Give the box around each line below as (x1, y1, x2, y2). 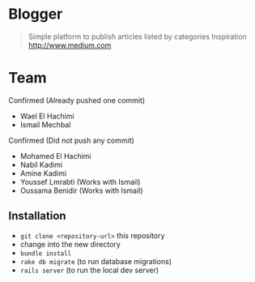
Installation (8, 209, 66, 223)
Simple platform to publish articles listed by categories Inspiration (28, 32, 247, 41)
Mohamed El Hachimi (19, 151, 91, 160)
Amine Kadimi (19, 168, 67, 178)
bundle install (19, 249, 72, 258)
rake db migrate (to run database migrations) (19, 256, 172, 266)
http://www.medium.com (28, 40, 112, 49)
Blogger (8, 5, 63, 23)
